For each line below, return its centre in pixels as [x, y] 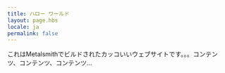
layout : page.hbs [33, 20]
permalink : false [33, 33]
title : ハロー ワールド [38, 14]
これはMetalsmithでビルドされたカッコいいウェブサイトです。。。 [101, 54]
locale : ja [23, 27]
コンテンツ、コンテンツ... [55, 63]
